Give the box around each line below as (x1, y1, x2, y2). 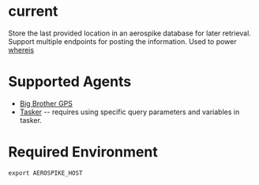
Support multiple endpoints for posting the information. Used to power (8, 36, 237, 46)
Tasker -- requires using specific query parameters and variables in (19, 107, 240, 117)
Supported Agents (8, 73, 132, 91)
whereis (8, 45, 34, 54)
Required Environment (8, 143, 158, 161)
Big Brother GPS (19, 98, 73, 108)
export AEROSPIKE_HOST (8, 168, 83, 177)
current (8, 2, 58, 20)
